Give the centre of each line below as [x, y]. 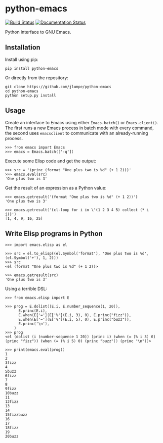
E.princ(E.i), [33, 311]
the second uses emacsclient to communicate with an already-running [77, 133]
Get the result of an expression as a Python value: [56, 188]
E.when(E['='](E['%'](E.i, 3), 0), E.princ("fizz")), [75, 315]
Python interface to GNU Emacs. [38, 32]
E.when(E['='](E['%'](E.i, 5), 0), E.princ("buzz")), [75, 320]
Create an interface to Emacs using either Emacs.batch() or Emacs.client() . [82, 122]
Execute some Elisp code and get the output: [51, 161]
